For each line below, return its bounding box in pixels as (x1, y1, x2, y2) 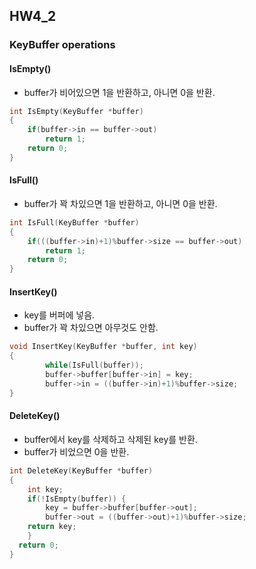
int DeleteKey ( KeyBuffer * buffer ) (9, 465, 154, 476)
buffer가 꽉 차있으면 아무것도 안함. (23, 322, 159, 334)
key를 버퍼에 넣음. (23, 309, 96, 321)
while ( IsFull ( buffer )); (45, 360, 144, 371)
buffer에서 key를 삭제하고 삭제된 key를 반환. (23, 433, 198, 445)
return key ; (27, 522, 77, 532)
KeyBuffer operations (9, 38, 116, 52)
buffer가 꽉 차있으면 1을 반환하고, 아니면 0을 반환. (23, 197, 218, 209)
